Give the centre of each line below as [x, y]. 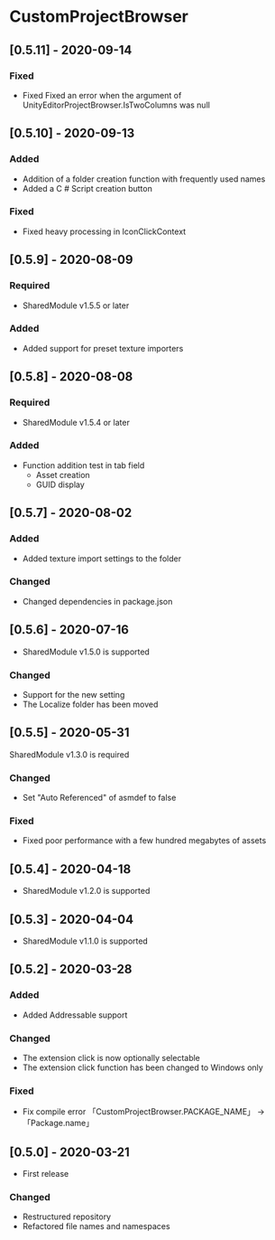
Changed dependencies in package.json [97, 601]
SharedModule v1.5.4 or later [76, 422]
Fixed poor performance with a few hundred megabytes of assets [144, 841]
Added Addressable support [75, 1015]
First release [46, 1174]
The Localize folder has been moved [90, 704]
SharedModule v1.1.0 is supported [85, 941]
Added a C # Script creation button [87, 188]
